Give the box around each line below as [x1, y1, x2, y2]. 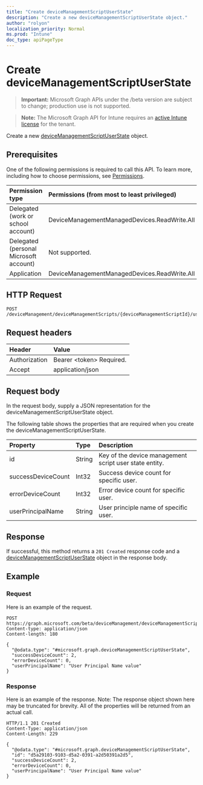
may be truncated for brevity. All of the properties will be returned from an [6, 702, 191, 709]
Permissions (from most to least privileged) [48, 190, 177, 198]
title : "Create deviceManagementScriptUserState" [6, 8, 134, 15]
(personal [9, 244, 37, 253]
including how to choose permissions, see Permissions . [6, 172, 145, 179]
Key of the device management [98, 451, 187, 460]
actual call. [6, 708, 33, 715]
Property [9, 441, 36, 449]
